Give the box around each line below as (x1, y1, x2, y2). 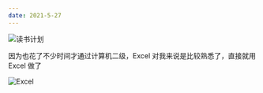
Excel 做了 (8, 61, 42, 70)
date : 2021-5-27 (8, 11, 62, 20)
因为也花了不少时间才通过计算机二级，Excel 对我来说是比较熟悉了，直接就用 (8, 50, 257, 60)
